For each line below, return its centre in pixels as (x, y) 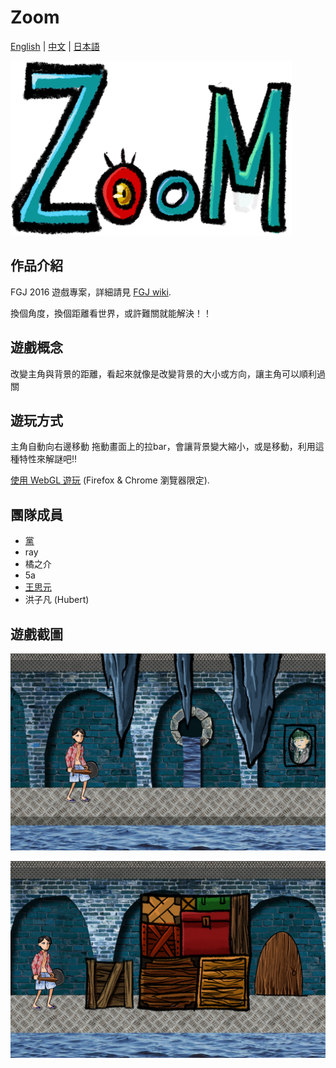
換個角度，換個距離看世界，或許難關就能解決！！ (111, 313)
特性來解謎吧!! (48, 459)
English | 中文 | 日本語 (55, 46)
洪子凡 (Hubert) (57, 600)
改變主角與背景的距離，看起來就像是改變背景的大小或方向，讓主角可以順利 (163, 373)
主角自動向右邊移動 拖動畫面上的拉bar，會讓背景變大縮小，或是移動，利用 (163, 447)
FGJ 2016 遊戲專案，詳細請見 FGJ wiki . (91, 292)
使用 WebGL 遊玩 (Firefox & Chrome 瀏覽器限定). (110, 480)
